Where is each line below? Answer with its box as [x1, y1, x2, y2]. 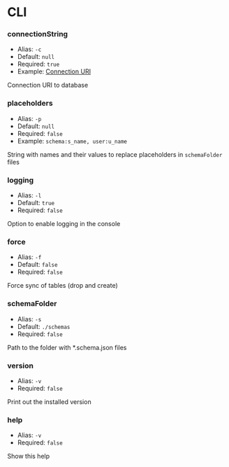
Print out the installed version [7, 397, 92, 406]
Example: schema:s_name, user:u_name [17, 137, 128, 145]
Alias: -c [17, 45, 42, 53]
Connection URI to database [7, 81, 89, 90]
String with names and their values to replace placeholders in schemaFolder [7, 150, 223, 158]
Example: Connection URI [17, 67, 91, 76]
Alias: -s [17, 314, 42, 323]
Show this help [7, 452, 50, 461]
